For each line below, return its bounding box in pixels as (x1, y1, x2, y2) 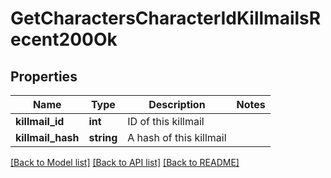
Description (148, 98, 206, 111)
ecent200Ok (10, 28, 118, 51)
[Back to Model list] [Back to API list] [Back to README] (10, 157, 240, 168)
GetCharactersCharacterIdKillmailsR (10, 7, 322, 30)
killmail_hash (15, 131, 80, 144)
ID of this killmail (127, 115, 205, 128)
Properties (10, 68, 78, 85)
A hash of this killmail (127, 131, 227, 144)
